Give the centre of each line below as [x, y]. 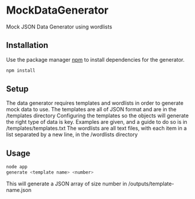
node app [17, 167]
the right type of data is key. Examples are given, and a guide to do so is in [97, 122]
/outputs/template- [151, 184]
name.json [19, 190]
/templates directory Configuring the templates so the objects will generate [97, 115]
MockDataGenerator [57, 10]
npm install [21, 70]
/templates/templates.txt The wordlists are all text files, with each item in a [97, 129]
